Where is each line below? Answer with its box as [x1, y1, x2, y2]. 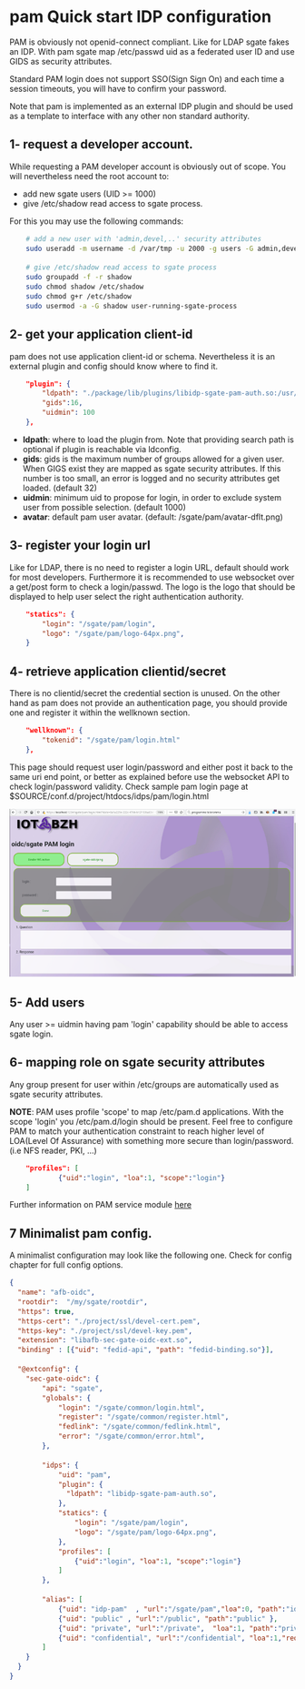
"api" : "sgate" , [42, 1383, 103, 1393]
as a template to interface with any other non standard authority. [9, 110, 251, 121]
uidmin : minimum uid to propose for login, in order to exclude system [22, 491, 282, 502]
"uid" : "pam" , [57, 1470, 112, 1480]
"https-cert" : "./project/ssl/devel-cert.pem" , [17, 1317, 202, 1326]
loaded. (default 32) [22, 482, 98, 493]
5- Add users [9, 995, 85, 1010]
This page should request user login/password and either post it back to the [9, 762, 293, 773]
